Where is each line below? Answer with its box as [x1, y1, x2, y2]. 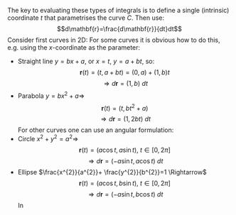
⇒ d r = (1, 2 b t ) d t [100, 115, 151, 123]
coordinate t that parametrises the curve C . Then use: [7, 13, 165, 22]
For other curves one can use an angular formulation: [17, 126, 174, 134]
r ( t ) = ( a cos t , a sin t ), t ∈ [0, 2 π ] [79, 145, 171, 154]
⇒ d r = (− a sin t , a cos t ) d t [88, 156, 163, 165]
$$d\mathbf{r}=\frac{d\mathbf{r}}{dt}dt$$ [56, 25, 183, 33]
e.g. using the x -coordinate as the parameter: [7, 43, 141, 52]
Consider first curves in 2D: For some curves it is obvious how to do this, [7, 35, 220, 44]
